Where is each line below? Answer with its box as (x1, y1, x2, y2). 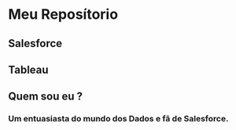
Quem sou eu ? (8, 90, 83, 103)
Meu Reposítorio (8, 5, 119, 23)
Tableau (8, 63, 49, 76)
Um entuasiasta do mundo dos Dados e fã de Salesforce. (8, 114, 229, 125)
